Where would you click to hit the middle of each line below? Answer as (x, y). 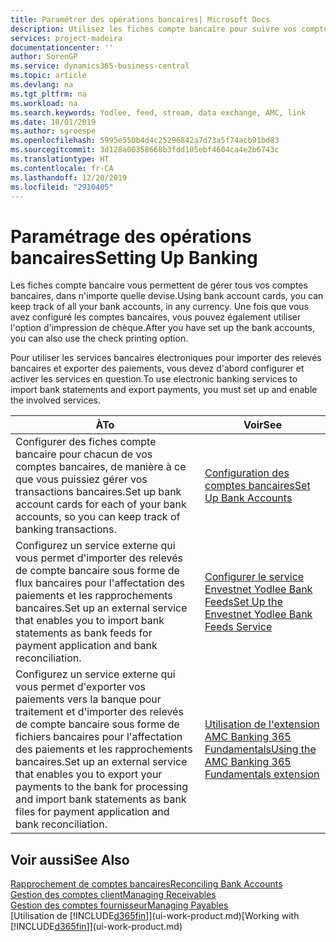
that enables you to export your (89, 774)
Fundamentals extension (262, 774)
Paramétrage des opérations (131, 236)
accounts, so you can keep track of (98, 517)
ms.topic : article (48, 76)
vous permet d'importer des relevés (99, 558)
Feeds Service (238, 627)
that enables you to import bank (90, 621)
